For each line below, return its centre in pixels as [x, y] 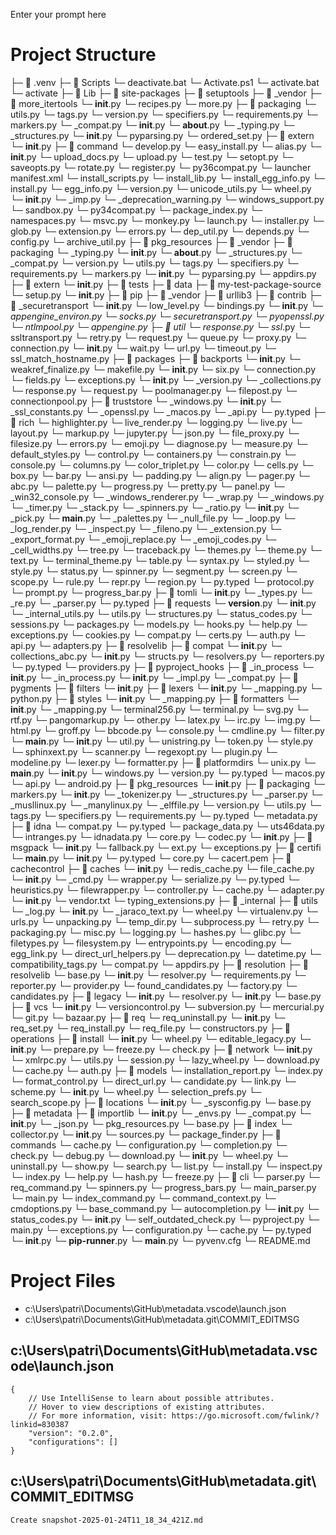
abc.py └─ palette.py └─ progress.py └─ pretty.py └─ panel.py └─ [147, 486]
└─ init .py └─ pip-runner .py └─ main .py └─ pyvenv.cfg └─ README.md [160, 1240]
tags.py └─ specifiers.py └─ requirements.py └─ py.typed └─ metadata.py [164, 815]
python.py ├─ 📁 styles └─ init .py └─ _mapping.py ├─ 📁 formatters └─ [154, 698]
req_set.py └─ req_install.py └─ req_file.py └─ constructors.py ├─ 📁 [151, 1028]
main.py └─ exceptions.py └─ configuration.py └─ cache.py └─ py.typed [161, 1230]
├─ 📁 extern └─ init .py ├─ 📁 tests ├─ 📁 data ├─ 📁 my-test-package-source [166, 284]
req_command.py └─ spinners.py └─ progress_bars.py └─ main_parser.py [163, 1187]
